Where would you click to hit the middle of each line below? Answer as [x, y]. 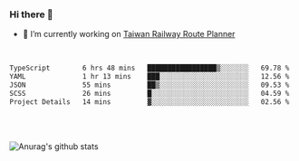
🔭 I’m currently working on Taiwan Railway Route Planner [129, 34]
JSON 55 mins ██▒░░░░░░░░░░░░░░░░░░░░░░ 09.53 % [149, 85]
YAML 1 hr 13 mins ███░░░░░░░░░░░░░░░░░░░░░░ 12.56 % [149, 77]
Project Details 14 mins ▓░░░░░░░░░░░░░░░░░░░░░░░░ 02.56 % [149, 102]
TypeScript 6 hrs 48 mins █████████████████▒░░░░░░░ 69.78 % [149, 68]
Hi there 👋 [32, 14]
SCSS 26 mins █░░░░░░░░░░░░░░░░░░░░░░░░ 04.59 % [149, 93]
